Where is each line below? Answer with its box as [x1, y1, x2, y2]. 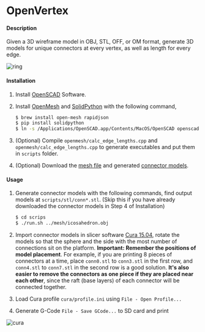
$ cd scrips [15, 214, 46, 221]
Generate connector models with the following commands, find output [15, 190, 193, 197]
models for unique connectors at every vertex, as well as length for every [6, 44, 191, 52]
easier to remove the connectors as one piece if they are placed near [15, 271, 194, 278]
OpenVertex [6, 4, 69, 18]
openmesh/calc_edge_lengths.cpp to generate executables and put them [15, 144, 196, 151]
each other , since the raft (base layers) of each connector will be [15, 277, 180, 284]
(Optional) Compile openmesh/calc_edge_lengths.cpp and [15, 137, 158, 144]
